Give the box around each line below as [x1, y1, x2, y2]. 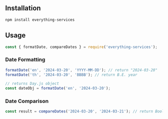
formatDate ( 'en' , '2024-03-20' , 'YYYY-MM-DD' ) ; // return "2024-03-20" [5, 67, 157, 72]
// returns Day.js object [5, 81, 59, 86]
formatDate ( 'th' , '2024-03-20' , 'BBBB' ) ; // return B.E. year [5, 72, 137, 77]
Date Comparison [5, 97, 49, 104]
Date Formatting [5, 56, 45, 63]
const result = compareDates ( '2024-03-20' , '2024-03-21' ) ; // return [5, 109, 153, 114]
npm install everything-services [5, 17, 75, 22]
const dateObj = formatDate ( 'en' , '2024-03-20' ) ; [5, 86, 111, 91]
